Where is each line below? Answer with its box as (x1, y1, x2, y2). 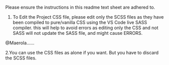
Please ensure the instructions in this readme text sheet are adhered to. (5, 5, 155, 10)
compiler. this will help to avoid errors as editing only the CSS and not (12, 25, 159, 31)
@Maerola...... (5, 40, 35, 46)
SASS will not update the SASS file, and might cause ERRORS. (12, 30, 143, 36)
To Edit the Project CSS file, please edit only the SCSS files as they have (12, 14, 164, 20)
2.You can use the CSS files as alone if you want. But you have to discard (5, 50, 159, 55)
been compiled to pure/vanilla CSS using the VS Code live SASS (12, 20, 148, 25)
